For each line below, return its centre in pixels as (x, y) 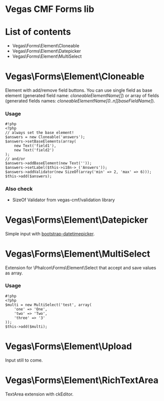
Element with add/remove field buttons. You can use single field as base (79, 90)
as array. (14, 273)
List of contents (38, 32)
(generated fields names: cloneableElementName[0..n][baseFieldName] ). (80, 101)
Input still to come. (24, 360)
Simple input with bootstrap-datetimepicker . (50, 234)
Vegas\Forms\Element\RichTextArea (82, 380)
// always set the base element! (40, 133)
